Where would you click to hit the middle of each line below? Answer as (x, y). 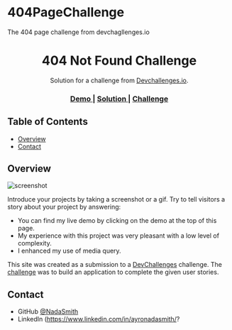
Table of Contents (48, 122)
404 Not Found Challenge (119, 61)
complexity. (34, 243)
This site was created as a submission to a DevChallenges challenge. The (115, 265)
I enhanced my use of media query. (70, 251)
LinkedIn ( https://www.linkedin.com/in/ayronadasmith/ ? (99, 319)
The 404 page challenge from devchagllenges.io (79, 32)
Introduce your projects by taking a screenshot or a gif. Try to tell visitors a (116, 199)
